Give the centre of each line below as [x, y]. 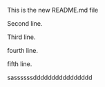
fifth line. [20, 64]
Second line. [25, 23]
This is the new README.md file [53, 10]
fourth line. [22, 50]
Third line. [21, 37]
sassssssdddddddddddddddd [50, 77]
